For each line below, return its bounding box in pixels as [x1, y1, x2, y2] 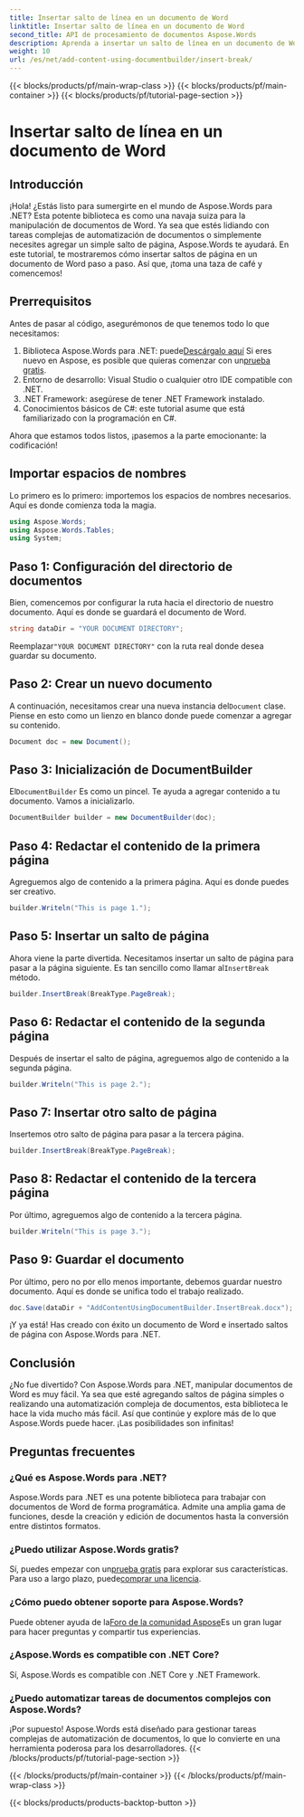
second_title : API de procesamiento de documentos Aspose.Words [9, 30, 257, 39]
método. [9, 972, 41, 983]
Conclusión [9, 1355, 76, 1371]
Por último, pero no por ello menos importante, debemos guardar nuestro [9, 1276, 282, 1287]
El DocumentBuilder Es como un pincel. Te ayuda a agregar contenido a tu [9, 786, 280, 797]
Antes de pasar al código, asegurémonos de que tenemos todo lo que [9, 318, 270, 328]
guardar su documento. [9, 650, 97, 661]
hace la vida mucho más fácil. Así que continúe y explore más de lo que [9, 1408, 277, 1419]
